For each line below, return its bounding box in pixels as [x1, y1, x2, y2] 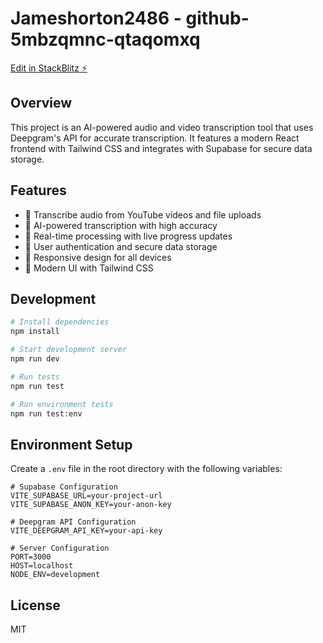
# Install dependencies [10, 317, 110, 327]
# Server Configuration [10, 543, 110, 554]
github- [185, 7, 250, 30]
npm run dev [10, 354, 60, 364]
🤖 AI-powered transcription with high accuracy [24, 219, 218, 231]
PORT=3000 [10, 552, 52, 562]
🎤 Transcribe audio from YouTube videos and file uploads [24, 208, 262, 221]
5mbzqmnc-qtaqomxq [10, 28, 201, 51]
